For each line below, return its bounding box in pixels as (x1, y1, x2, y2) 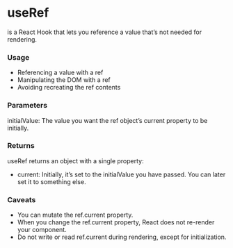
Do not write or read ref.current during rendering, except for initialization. (17, 233, 227, 241)
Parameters (7, 101, 47, 110)
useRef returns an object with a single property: (7, 156, 144, 165)
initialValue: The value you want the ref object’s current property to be (7, 116, 208, 124)
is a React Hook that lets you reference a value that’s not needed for (7, 28, 202, 36)
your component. (17, 226, 67, 234)
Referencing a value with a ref (17, 68, 104, 77)
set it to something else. (17, 177, 86, 185)
